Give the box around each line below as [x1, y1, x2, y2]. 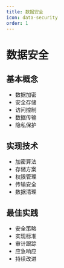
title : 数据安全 [6, 8, 43, 15]
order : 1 [6, 20, 28, 26]
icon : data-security [6, 15, 59, 21]
